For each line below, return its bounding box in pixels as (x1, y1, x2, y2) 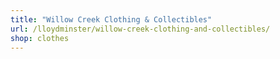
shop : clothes (10, 33, 70, 43)
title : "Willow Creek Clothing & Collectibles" (10, 14, 213, 25)
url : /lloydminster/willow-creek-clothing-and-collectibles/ (10, 24, 271, 34)
